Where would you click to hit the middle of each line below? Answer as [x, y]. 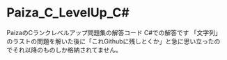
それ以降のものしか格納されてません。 [67, 50]
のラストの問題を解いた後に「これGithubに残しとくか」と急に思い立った [110, 41]
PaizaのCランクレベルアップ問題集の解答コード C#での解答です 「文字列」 [114, 32]
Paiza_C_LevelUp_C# [68, 13]
